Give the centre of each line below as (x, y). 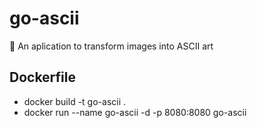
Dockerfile (43, 77)
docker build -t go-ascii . (75, 101)
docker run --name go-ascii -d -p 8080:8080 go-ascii (135, 112)
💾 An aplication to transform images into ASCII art (111, 46)
